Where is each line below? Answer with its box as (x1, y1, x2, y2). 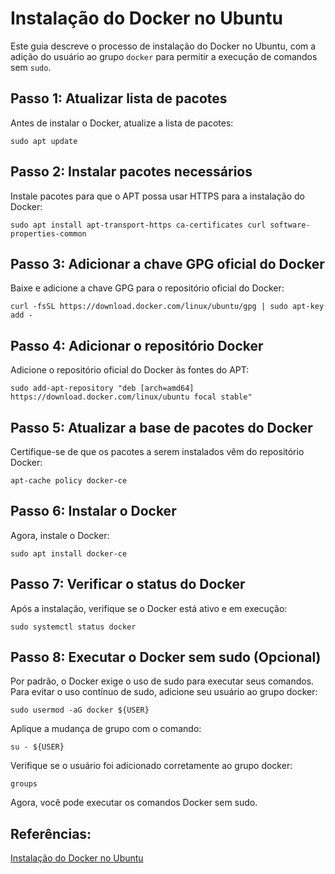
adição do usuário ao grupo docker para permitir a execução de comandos (10, 50, 318, 62)
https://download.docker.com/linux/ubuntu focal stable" (10, 392, 253, 402)
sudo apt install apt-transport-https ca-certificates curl (10, 220, 267, 230)
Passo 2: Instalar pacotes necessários (10, 163, 253, 181)
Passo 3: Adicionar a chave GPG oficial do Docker (10, 255, 325, 272)
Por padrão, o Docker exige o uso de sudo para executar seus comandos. (10, 675, 315, 687)
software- (269, 220, 311, 230)
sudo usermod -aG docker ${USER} (10, 705, 150, 716)
